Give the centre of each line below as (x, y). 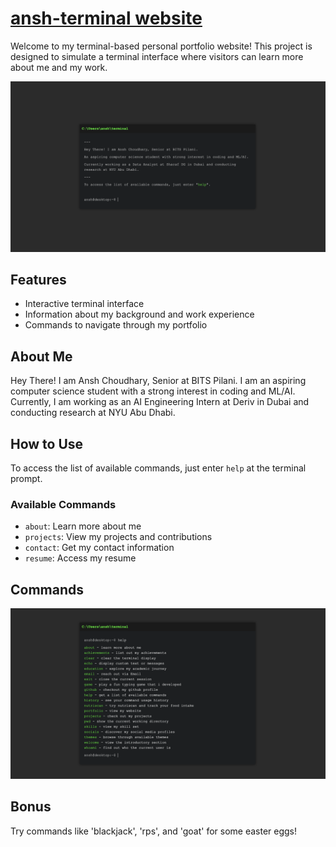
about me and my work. (59, 67)
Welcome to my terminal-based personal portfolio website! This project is (161, 46)
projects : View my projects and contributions (118, 537)
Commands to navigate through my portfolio (116, 325)
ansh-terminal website (106, 18)
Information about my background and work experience (139, 314)
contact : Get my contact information (99, 548)
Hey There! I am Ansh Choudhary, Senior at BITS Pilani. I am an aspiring (158, 381)
